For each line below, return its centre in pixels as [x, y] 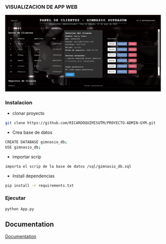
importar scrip [27, 157]
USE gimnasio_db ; [23, 147]
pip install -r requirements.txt [40, 185]
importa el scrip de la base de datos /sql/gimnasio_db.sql [68, 166]
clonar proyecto [28, 113]
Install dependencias [33, 176]
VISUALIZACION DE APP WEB [41, 7]
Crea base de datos [32, 132]
